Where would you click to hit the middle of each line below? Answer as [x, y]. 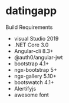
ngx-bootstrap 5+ [35, 69]
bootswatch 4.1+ [34, 82]
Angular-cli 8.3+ [34, 51]
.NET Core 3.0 [31, 45]
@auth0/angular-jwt [38, 57]
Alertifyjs [25, 88]
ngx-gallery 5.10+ [35, 76]
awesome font [32, 95]
